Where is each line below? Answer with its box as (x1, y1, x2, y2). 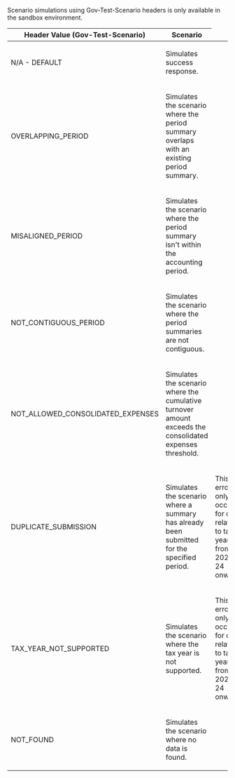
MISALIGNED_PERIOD (10, 231, 83, 240)
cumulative (165, 396, 202, 405)
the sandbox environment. (7, 13, 83, 22)
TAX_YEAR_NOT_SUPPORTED (10, 644, 110, 653)
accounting (165, 257, 203, 267)
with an (165, 144, 190, 153)
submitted (165, 535, 199, 545)
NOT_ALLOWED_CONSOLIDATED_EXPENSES (10, 409, 159, 418)
